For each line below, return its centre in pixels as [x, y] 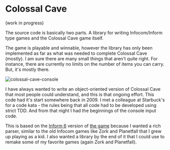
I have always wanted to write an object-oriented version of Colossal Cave [83, 89]
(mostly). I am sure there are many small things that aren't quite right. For [82, 58]
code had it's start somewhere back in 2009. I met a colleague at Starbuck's [85, 100]
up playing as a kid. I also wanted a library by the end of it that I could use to [85, 136]
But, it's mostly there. [27, 69]
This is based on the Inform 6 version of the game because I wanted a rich [83, 126]
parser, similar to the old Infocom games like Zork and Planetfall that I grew [83, 131]
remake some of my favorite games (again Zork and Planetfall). [71, 142]
